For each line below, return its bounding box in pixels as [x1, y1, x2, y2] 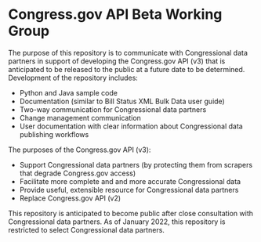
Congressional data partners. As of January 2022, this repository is [8, 217, 226, 226]
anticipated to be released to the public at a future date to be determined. [8, 64, 245, 74]
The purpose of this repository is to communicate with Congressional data [8, 48, 248, 57]
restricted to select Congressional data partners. [8, 225, 165, 234]
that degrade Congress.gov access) [19, 168, 136, 178]
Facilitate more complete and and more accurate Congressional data [19, 176, 241, 186]
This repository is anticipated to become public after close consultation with [8, 208, 253, 218]
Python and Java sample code [19, 88, 118, 97]
